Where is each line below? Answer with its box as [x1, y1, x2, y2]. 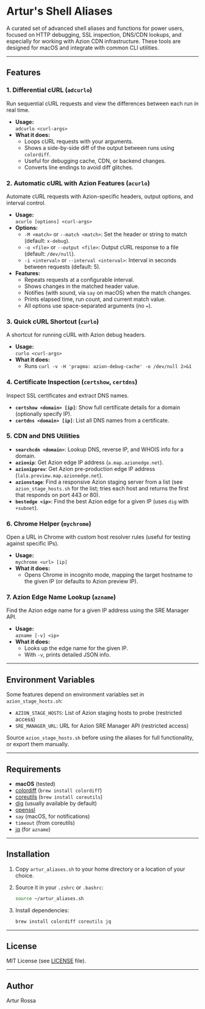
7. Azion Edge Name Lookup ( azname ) [6, 593, 116, 602]
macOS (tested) [15, 780, 56, 788]
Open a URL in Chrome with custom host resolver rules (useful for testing [6, 533, 191, 541]
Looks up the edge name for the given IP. [24, 645, 128, 652]
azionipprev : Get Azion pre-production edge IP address [15, 465, 156, 472]
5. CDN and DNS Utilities [6, 432, 81, 440]
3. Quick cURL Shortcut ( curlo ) [6, 317, 99, 325]
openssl [15, 806, 35, 814]
